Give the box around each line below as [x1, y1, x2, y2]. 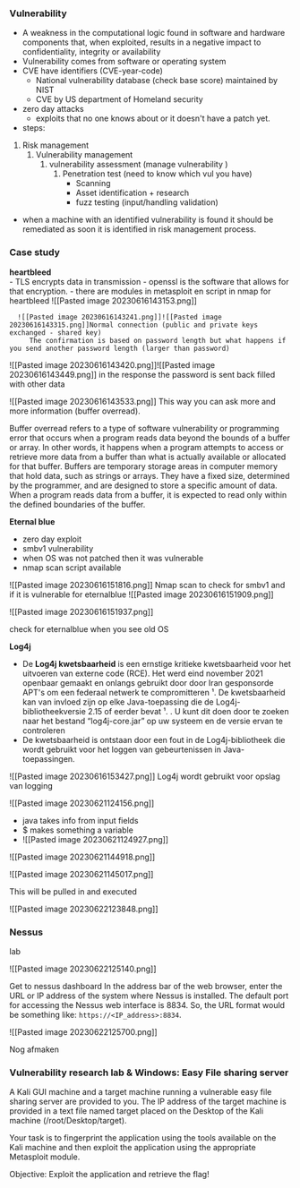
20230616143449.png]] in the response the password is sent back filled [9, 369, 276, 380]
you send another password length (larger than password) [9, 344, 230, 353]
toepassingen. [21, 753, 75, 764]
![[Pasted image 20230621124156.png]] [9, 798, 155, 808]
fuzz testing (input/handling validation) [75, 197, 219, 208]
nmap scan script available [21, 562, 122, 573]
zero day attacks [21, 104, 84, 115]
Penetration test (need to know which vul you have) [62, 168, 253, 179]
